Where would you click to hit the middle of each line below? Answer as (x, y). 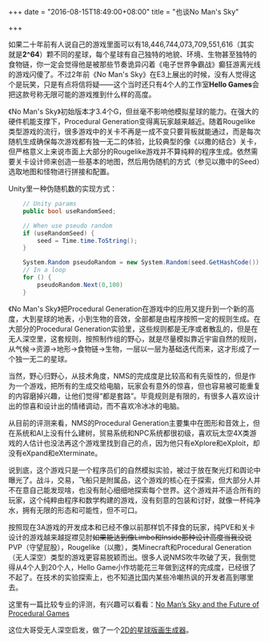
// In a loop (44, 270)
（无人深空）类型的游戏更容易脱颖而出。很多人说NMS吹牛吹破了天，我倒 (129, 557)
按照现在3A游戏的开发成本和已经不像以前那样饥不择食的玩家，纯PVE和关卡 (132, 527)
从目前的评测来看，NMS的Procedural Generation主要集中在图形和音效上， (131, 422)
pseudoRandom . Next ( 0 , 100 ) (80, 285)
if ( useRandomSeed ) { (58, 233)
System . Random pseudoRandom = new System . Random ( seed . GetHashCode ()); (143, 263)
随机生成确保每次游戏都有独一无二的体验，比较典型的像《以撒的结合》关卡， (134, 141)
